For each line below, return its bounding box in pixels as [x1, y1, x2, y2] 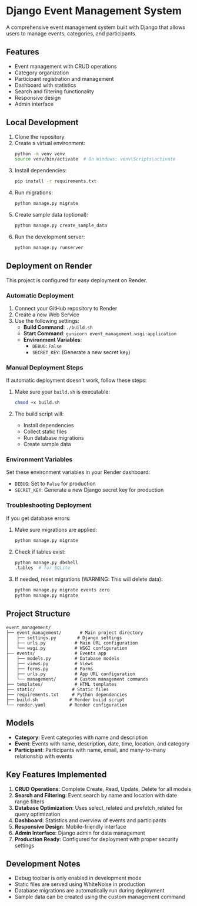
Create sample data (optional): [14, 211, 89, 218]
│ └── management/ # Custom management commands [6, 676, 149, 682]
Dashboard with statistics [14, 81, 76, 89]
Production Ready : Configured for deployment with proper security [14, 835, 179, 842]
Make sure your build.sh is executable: [14, 388, 111, 395]
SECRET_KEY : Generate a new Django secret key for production [14, 486, 164, 493]
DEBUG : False [32, 342, 62, 349]
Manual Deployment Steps [6, 363, 84, 371]
